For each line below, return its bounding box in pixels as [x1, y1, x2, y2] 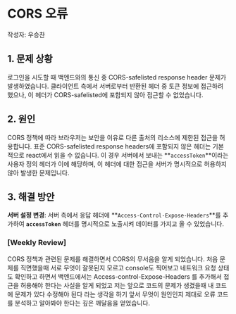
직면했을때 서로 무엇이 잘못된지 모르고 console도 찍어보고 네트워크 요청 [20, 263, 216, 272]
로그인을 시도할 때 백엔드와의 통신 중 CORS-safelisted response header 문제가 [7, 73, 227, 81]
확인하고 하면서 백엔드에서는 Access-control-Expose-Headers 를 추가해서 [14, 272, 222, 281]
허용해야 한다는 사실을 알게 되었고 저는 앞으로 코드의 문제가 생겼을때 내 [20, 281, 214, 289]
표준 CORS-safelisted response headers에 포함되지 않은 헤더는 [33, 142, 211, 151]
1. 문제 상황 [7, 53, 53, 65]
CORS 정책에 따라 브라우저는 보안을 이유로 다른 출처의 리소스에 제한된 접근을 [7, 133, 218, 142]
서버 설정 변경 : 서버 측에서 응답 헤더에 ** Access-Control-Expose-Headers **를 [7, 211, 222, 220]
